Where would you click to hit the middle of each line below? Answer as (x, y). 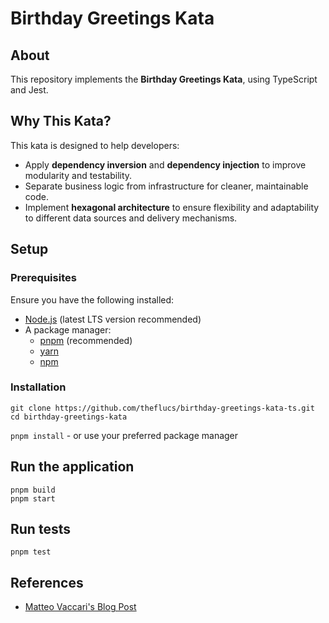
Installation (38, 387)
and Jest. (29, 90)
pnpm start (33, 498)
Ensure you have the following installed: (92, 299)
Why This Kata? (61, 121)
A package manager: (68, 329)
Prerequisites (43, 278)
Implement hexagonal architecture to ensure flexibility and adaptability (172, 207)
